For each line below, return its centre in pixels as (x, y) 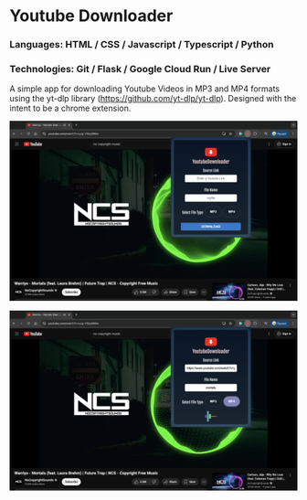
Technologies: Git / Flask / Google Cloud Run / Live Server (140, 69)
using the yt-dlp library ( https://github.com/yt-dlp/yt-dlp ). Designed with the (153, 99)
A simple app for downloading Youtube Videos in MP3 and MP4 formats (145, 89)
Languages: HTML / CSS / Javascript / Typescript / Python (142, 45)
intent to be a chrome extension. (70, 108)
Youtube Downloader (91, 16)
